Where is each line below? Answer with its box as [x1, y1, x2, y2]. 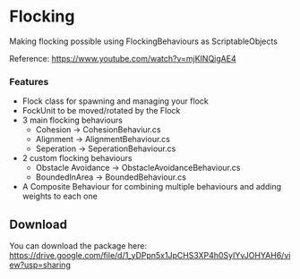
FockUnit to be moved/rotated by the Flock [21, 106, 181, 116]
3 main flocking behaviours [21, 114, 124, 126]
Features [9, 75, 49, 88]
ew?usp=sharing [9, 259, 72, 270]
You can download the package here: [9, 241, 148, 251]
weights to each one [21, 190, 99, 202]
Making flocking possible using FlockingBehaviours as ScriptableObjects [9, 36, 278, 46]
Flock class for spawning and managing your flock [21, 96, 209, 106]
